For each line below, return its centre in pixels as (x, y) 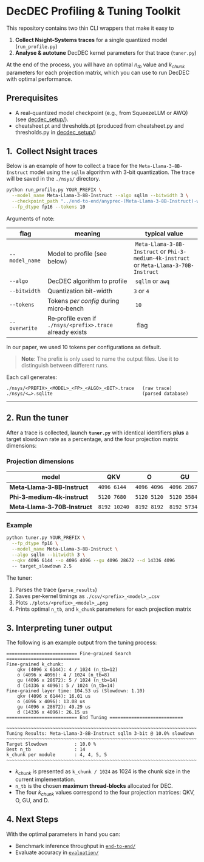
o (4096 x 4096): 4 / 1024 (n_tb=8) (64, 675)
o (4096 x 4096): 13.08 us (51, 702)
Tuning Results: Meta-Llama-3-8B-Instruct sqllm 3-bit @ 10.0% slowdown (100, 734)
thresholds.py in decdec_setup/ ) (56, 132)
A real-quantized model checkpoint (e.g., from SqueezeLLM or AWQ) (101, 113)
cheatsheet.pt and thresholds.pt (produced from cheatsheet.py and (99, 125)
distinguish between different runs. (65, 365)
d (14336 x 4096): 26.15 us (53, 712)
